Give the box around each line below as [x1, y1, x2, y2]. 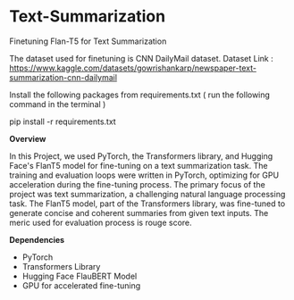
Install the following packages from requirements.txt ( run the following [9, 89, 271, 100]
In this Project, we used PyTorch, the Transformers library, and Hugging [9, 150, 273, 162]
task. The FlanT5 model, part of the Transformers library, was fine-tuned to [9, 198, 286, 209]
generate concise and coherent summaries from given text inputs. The [9, 207, 269, 218]
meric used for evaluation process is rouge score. [9, 217, 192, 228]
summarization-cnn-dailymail [9, 71, 118, 82]
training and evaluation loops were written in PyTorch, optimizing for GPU [9, 170, 280, 180]
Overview [9, 133, 46, 144]
